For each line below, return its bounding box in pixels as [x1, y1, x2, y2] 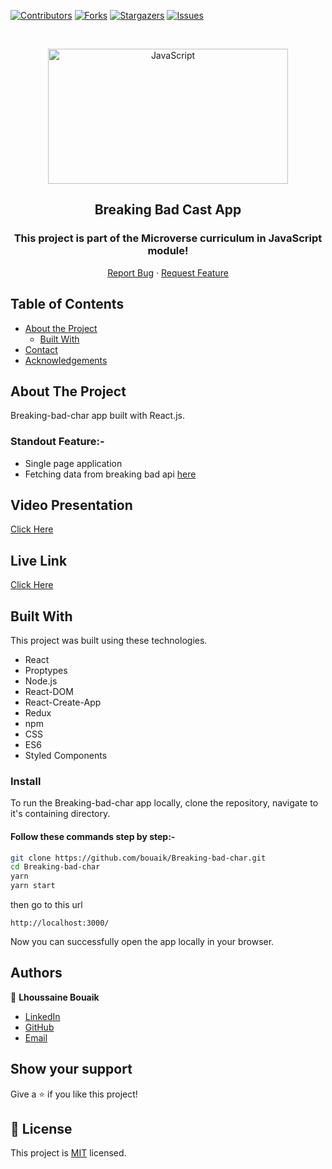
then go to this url [10, 899, 83, 911]
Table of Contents [10, 296, 125, 313]
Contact [24, 343, 58, 355]
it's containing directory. [10, 808, 111, 820]
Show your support [10, 1061, 133, 1078]
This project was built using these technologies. [10, 635, 208, 647]
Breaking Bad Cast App [94, 201, 242, 219]
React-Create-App [24, 696, 102, 709]
